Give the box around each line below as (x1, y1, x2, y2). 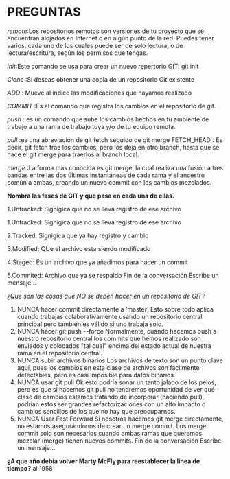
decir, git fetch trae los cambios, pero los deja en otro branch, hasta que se (7, 143, 220, 151)
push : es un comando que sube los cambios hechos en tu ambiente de (7, 115, 209, 124)
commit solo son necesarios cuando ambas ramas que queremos (16, 429, 203, 437)
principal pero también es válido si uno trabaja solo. (16, 320, 163, 328)
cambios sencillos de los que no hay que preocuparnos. (16, 407, 176, 415)
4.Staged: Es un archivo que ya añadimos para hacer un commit (7, 258, 189, 266)
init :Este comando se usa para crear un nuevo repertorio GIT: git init (7, 62, 199, 70)
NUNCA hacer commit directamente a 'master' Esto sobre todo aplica (16, 305, 214, 313)
